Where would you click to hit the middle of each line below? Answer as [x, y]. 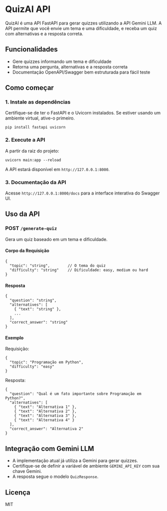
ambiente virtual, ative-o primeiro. [40, 118]
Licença [18, 492]
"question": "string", [33, 300]
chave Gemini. [27, 471]
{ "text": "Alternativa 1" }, [46, 407]
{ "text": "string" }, [38, 309]
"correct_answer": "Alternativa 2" [47, 429]
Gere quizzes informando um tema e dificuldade [62, 61]
